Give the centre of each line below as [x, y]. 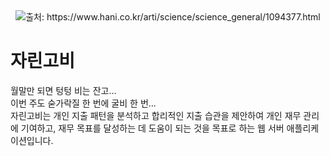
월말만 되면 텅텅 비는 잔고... [63, 90]
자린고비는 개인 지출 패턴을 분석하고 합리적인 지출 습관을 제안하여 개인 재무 [156, 115]
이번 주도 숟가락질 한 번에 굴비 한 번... [83, 103]
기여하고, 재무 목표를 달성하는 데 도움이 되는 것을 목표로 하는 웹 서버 [152, 128]
